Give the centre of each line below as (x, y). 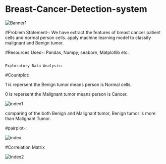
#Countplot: (17, 75)
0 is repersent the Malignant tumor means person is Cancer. (66, 94)
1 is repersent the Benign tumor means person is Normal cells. (69, 84)
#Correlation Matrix (25, 147)
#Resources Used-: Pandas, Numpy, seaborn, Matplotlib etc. (67, 52)
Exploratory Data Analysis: (34, 66)
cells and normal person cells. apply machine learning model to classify (78, 38)
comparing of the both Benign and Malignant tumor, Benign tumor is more (81, 113)
